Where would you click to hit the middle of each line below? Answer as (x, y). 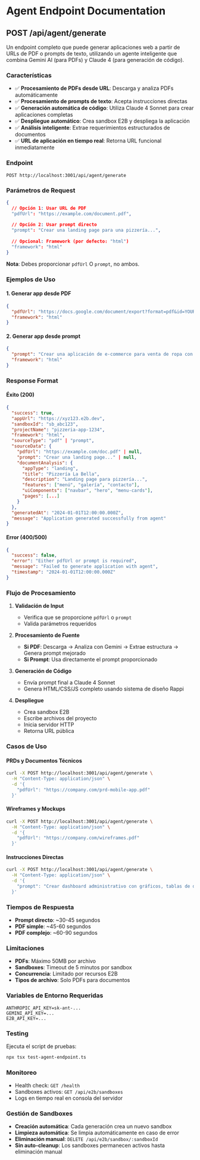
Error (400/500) (27, 537)
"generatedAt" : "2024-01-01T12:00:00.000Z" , (68, 513)
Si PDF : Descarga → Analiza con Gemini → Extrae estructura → (101, 647)
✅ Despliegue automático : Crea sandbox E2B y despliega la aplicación (102, 121)
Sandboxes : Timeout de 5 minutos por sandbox (73, 968)
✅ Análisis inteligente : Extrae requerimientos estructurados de (93, 128)
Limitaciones (25, 948)
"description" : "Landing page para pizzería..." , (85, 480)
